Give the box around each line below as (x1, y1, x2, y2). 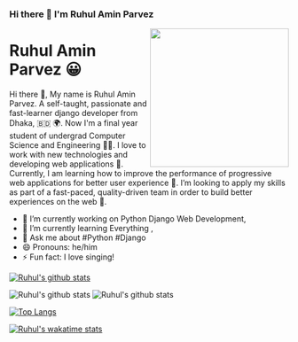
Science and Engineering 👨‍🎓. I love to (9, 139, 146, 150)
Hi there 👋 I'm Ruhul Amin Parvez (9, 8, 154, 20)
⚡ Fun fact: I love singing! (21, 252, 115, 262)
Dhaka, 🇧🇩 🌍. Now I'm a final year (9, 117, 138, 128)
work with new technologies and (9, 149, 129, 159)
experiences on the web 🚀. (9, 196, 107, 206)
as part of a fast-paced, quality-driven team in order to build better (9, 186, 253, 198)
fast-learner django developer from (9, 107, 138, 118)
